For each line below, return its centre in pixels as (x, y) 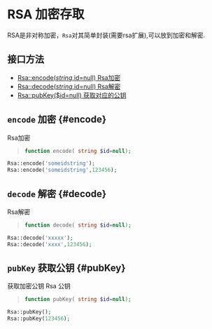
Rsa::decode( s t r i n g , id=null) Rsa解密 (69, 86)
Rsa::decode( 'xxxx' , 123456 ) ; (50, 244)
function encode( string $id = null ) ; (78, 151)
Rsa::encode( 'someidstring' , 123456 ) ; (62, 170)
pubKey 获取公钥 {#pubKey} (66, 268)
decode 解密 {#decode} (57, 194)
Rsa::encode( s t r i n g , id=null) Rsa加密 (69, 77)
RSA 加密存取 (46, 14)
